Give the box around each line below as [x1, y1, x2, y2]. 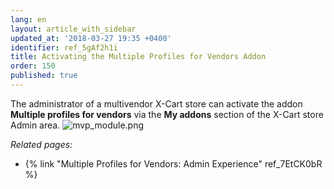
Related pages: [10, 138, 73, 150]
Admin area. [10, 119, 61, 131]
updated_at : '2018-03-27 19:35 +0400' [10, 33, 172, 43]
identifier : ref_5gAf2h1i [10, 42, 118, 53]
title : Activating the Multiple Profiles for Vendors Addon [10, 52, 267, 62]
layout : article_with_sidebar [10, 24, 137, 34]
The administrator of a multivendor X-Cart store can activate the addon [10, 97, 303, 110]
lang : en [10, 14, 47, 25]
